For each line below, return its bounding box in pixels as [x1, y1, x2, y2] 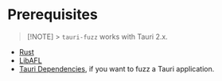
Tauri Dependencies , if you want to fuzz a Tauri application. [18, 64, 215, 73]
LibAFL [18, 56, 43, 65]
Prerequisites [7, 6, 99, 24]
